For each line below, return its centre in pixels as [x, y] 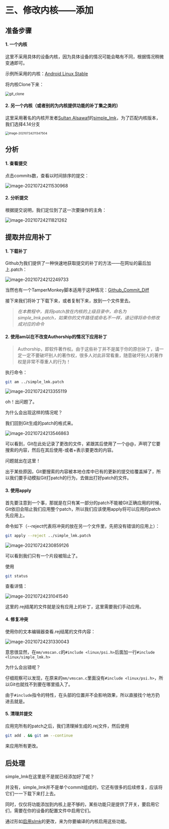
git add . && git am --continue [39, 736]
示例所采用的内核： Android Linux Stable [47, 73]
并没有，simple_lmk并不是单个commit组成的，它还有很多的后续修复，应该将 [84, 787]
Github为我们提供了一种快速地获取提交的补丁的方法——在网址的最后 [76, 263]
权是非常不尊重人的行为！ [44, 361]
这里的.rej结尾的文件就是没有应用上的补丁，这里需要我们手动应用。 [75, 607]
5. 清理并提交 [19, 714]
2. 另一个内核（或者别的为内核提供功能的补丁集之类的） [63, 106]
